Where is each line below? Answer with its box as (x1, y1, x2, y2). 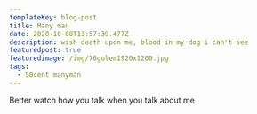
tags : (9, 63, 29, 72)
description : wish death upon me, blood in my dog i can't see (9, 37, 249, 47)
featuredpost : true (9, 46, 82, 55)
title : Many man (9, 21, 69, 30)
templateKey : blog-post (9, 12, 98, 22)
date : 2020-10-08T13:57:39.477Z (9, 29, 129, 38)
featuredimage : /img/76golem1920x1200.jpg (9, 54, 169, 63)
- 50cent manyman (17, 71, 82, 80)
